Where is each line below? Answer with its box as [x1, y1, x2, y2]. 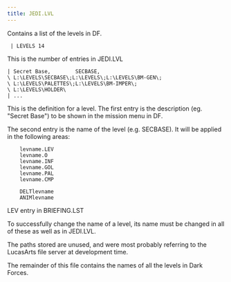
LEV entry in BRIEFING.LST [7, 206, 84, 214]
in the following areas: [7, 132, 71, 140]
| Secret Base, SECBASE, [7, 68, 100, 75]
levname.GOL [19, 164, 54, 171]
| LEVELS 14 [10, 42, 45, 49]
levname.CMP [19, 176, 54, 183]
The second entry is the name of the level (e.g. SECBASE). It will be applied [7, 125, 222, 133]
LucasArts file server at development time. [7, 247, 129, 256]
